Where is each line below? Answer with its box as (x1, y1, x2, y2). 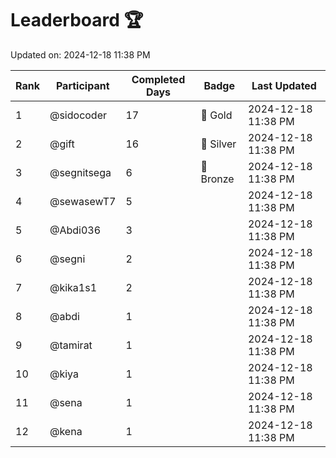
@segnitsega (49, 165, 112, 179)
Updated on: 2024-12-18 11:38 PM (10, 48, 151, 61)
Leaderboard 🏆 (10, 9, 144, 32)
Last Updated (251, 78, 317, 92)
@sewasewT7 (49, 194, 117, 208)
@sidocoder (49, 108, 108, 122)
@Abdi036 (49, 223, 102, 237)
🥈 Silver (200, 137, 237, 151)
